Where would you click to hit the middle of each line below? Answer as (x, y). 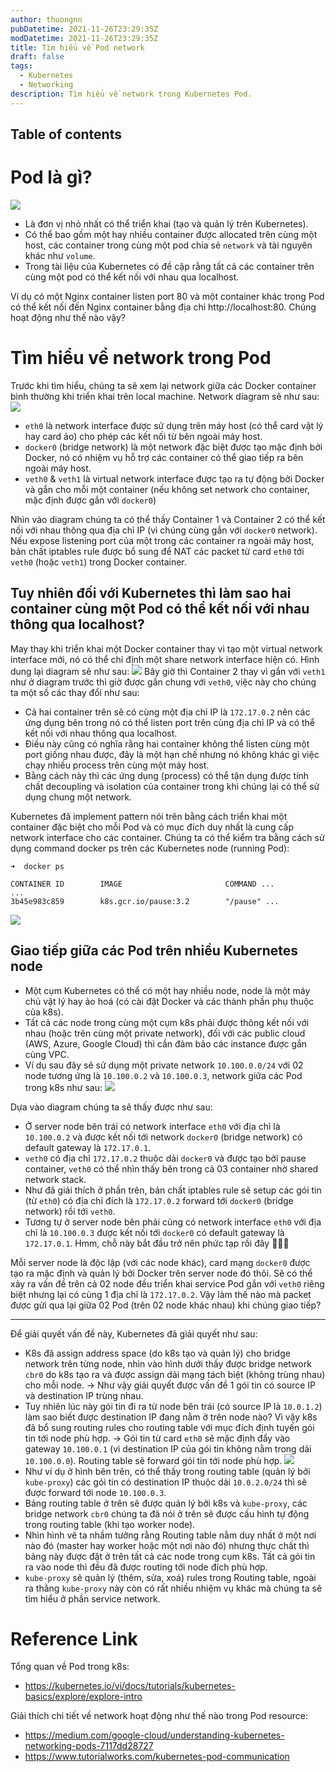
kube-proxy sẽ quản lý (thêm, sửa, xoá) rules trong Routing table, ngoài (170, 1577)
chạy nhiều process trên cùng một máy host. (117, 765)
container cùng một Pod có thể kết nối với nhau (160, 609)
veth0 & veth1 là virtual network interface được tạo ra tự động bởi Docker (174, 478)
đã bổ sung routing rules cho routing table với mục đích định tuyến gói (169, 1427)
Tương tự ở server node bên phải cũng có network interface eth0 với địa (173, 1222)
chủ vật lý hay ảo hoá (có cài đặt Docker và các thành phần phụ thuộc (169, 1001)
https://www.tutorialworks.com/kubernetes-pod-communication (157, 1757)
